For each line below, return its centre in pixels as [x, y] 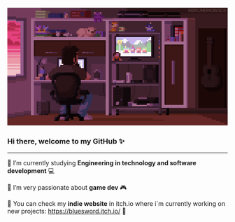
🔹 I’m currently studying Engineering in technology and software [102, 163]
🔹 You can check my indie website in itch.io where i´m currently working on [116, 204]
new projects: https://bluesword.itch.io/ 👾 [67, 211]
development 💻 [31, 171]
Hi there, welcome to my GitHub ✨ [66, 141]
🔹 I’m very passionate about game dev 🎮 [67, 188]
